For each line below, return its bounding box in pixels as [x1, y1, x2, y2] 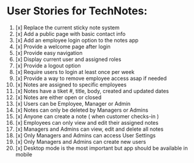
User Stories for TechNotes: [7, 4, 148, 18]
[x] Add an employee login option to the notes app [15, 36, 139, 44]
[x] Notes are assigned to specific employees [15, 81, 127, 88]
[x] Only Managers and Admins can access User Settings [15, 131, 157, 139]
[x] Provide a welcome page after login [15, 43, 111, 50]
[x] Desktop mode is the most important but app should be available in [15, 144, 188, 152]
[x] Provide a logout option [15, 61, 81, 69]
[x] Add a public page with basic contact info [15, 30, 126, 37]
